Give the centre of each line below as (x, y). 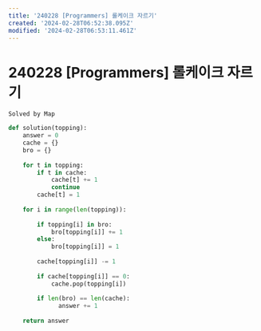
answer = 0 (41, 136)
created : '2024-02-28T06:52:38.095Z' (71, 23)
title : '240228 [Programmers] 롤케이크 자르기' (83, 16)
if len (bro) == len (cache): (83, 299)
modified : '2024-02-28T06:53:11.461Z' (73, 30)
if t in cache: (62, 172)
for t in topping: (53, 165)
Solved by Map (32, 114)
